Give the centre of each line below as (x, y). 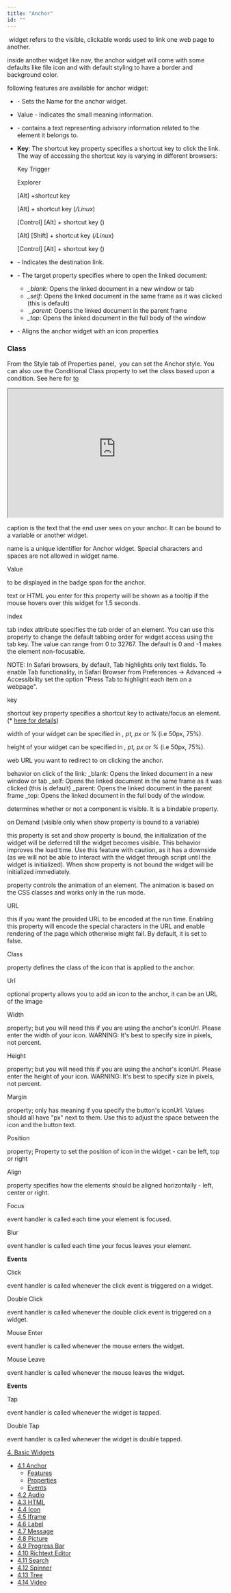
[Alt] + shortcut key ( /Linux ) (56, 209)
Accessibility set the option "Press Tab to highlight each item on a (100, 679)
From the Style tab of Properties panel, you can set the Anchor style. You (111, 364)
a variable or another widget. (48, 535)
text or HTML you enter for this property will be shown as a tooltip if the (108, 595)
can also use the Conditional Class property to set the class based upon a (111, 370)
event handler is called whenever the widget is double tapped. (95, 1439)
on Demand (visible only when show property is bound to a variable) (103, 822)
